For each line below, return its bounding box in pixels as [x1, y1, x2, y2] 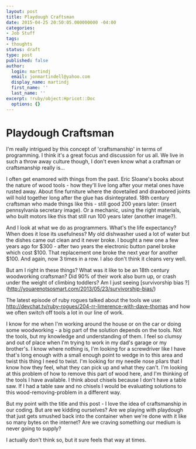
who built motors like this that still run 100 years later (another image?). [6, 213, 177, 220]
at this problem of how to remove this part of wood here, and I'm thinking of [6, 370, 189, 378]
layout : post [6, 8, 38, 15]
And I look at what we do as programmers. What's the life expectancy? [6, 224, 177, 231]
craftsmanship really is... [6, 164, 66, 172]
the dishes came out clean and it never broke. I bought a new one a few [6, 237, 178, 244]
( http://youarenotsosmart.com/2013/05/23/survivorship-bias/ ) [6, 285, 156, 293]
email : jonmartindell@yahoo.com [11, 74, 91, 80]
